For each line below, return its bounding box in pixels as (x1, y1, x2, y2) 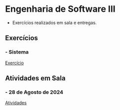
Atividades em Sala (5, 74, 66, 82)
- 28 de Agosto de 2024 (5, 88, 63, 95)
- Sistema (5, 49, 29, 55)
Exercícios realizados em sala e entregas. (12, 20, 97, 26)
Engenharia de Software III (5, 3, 116, 15)
